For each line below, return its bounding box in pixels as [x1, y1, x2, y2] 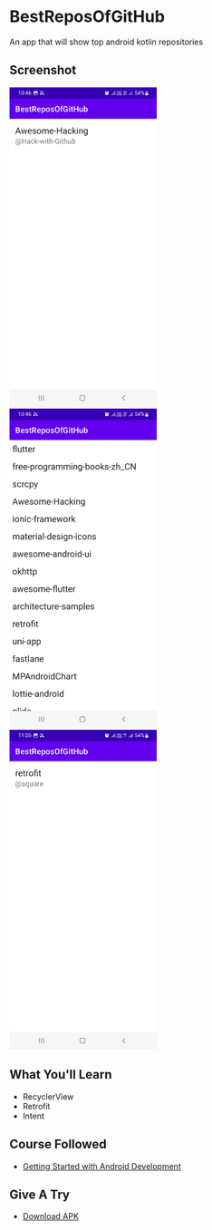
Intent [22, 1110, 45, 1121]
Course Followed [9, 1137, 107, 1152]
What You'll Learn [9, 1067, 112, 1082]
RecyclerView [22, 1090, 74, 1102]
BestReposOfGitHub [9, 6, 166, 27]
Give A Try [9, 1186, 71, 1202]
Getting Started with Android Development [22, 1160, 181, 1171]
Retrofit [22, 1100, 51, 1111]
